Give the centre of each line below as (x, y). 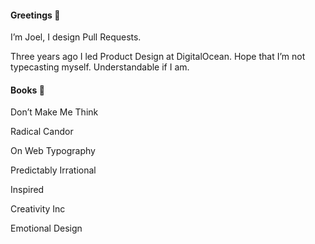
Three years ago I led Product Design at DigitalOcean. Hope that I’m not (158, 57)
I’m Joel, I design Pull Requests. (76, 37)
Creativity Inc (38, 209)
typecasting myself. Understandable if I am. (100, 67)
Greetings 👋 (35, 15)
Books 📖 (27, 90)
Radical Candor (42, 132)
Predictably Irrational (53, 170)
